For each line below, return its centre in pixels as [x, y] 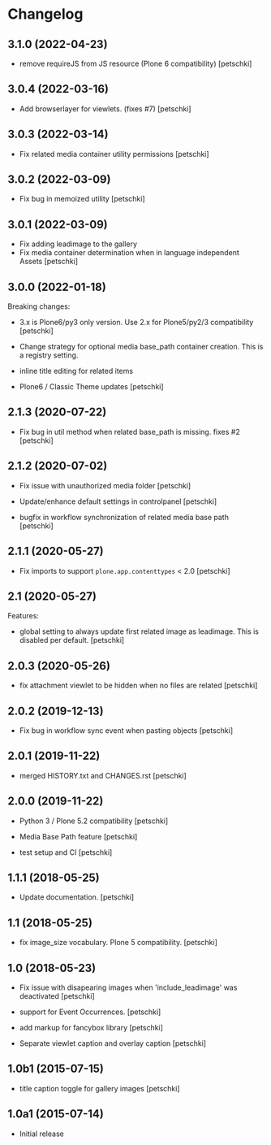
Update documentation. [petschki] [77, 897]
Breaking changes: [39, 306]
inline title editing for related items [76, 371]
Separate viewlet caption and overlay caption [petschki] [113, 1043]
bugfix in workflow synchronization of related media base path [124, 517]
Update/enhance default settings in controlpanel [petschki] [118, 501]
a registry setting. [49, 355]
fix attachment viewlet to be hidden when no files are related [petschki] [138, 685]
